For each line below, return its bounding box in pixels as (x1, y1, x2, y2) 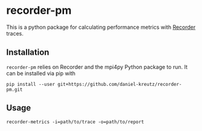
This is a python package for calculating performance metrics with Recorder (6, 23, 196, 31)
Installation (6, 47, 49, 58)
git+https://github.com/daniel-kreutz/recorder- (57, 81, 182, 87)
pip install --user (6, 81, 55, 87)
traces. (6, 29, 24, 37)
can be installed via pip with (6, 70, 76, 77)
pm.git (6, 87, 23, 93)
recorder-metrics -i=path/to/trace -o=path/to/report (6, 118, 145, 125)
